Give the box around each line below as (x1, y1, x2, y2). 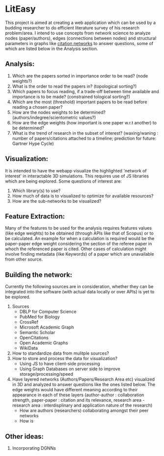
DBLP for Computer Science (19, 309, 77, 314)
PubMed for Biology (19, 314, 60, 320)
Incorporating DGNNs (12, 445, 56, 451)
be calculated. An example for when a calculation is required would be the (5, 236, 155, 241)
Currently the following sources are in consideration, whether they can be (5, 284, 154, 289)
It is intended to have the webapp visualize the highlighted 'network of (5, 168, 147, 173)
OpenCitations (19, 335, 49, 341)
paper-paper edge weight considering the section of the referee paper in (5, 241, 152, 247)
